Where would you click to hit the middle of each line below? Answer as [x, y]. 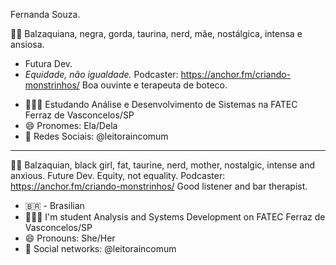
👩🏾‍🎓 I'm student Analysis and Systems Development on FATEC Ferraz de [175, 217]
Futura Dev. [48, 63]
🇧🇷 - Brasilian [54, 205]
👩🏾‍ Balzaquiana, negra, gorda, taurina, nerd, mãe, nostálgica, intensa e [156, 33]
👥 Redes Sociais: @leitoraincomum [96, 136]
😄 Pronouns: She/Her [70, 238]
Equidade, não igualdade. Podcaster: [101, 74]
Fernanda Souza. [45, 14]
